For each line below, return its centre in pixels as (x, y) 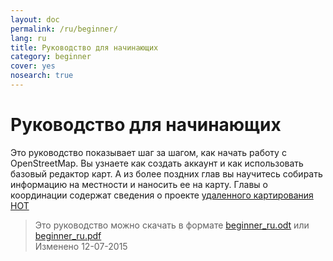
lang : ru (28, 38)
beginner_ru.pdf (68, 235)
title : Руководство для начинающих (84, 47)
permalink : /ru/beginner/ (64, 29)
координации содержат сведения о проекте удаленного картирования (162, 195)
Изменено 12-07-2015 (81, 246)
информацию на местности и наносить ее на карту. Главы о (139, 184)
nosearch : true (42, 76)
